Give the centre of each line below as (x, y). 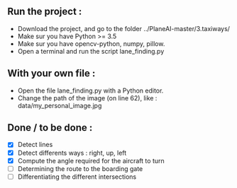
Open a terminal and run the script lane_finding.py (91, 51)
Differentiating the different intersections (77, 177)
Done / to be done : (50, 128)
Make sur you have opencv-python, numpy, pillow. (91, 43)
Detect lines (35, 145)
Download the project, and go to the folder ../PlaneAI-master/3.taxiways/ (124, 28)
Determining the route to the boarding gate (80, 168)
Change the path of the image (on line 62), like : (87, 98)
